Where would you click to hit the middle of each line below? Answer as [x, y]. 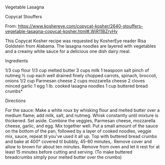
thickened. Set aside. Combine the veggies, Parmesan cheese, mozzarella [80, 121]
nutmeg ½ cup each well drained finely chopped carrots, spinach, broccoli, [81, 75]
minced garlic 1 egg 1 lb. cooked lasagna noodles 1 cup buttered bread [76, 86]
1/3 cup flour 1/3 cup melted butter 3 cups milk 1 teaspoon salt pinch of [77, 70]
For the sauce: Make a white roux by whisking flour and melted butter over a [82, 110]
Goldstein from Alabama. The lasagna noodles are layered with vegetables [81, 46]
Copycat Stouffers [24, 16]
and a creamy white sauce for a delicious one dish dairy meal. [68, 51]
